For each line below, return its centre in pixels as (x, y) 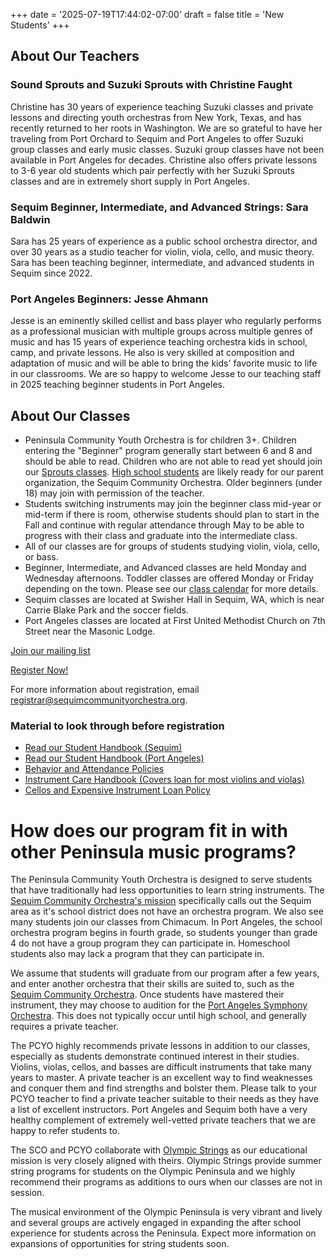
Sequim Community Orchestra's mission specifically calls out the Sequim (161, 901)
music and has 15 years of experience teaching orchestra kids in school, (159, 342)
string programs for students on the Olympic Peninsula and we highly (153, 1171)
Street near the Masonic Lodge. (90, 631)
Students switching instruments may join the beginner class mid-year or (173, 504)
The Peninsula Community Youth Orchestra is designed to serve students (161, 880)
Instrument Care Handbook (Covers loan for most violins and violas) (164, 780)
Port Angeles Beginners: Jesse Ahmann (109, 299)
